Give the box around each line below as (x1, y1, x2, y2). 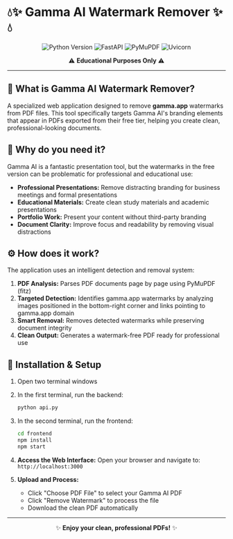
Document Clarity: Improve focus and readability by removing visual (17, 220, 214, 228)
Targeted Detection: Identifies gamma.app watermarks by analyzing (17, 294, 214, 303)
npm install (17, 436, 52, 444)
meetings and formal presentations (17, 191, 118, 199)
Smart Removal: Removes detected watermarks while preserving (17, 316, 205, 325)
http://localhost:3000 (17, 463, 83, 470)
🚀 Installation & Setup (7, 359, 102, 371)
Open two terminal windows (17, 377, 98, 386)
